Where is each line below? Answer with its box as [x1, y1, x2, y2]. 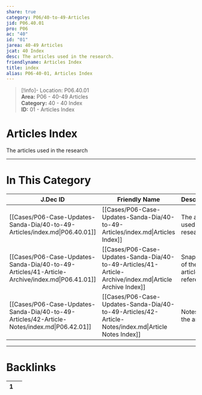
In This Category [6, 174, 91, 187]
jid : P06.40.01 [6, 20, 44, 26]
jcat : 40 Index [6, 48, 44, 54]
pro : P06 [6, 25, 28, 32]
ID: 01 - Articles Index [20, 106, 75, 113]
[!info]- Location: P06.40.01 [20, 87, 89, 94]
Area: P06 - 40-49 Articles [20, 93, 88, 100]
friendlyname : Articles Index [6, 59, 82, 65]
